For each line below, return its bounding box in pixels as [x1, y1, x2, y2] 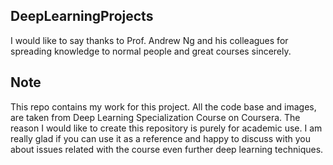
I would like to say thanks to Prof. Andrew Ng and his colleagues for [10, 34, 289, 46]
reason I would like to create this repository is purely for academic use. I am [10, 122, 323, 134]
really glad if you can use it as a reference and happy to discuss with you [10, 132, 311, 144]
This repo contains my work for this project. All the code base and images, [10, 100, 317, 113]
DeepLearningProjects [10, 8, 154, 25]
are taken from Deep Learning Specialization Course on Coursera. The [10, 111, 301, 123]
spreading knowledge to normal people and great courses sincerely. [10, 45, 292, 57]
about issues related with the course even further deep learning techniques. [10, 143, 324, 155]
